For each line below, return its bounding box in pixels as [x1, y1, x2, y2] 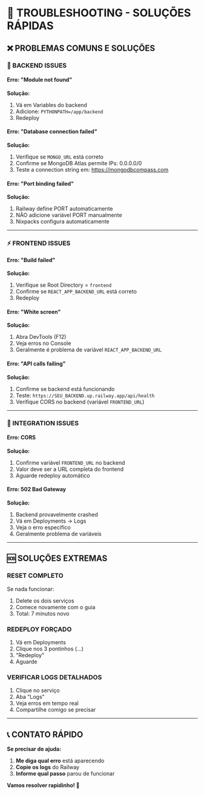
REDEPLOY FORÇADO [7, 625, 72, 633]
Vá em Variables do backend [15, 101, 87, 108]
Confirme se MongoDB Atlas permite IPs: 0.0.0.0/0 [15, 159, 142, 166]
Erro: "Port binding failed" [7, 180, 74, 187]
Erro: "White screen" [7, 308, 61, 315]
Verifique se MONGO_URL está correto [15, 153, 104, 160]
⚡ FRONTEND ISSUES [7, 239, 71, 247]
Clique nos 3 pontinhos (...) [15, 645, 84, 652]
